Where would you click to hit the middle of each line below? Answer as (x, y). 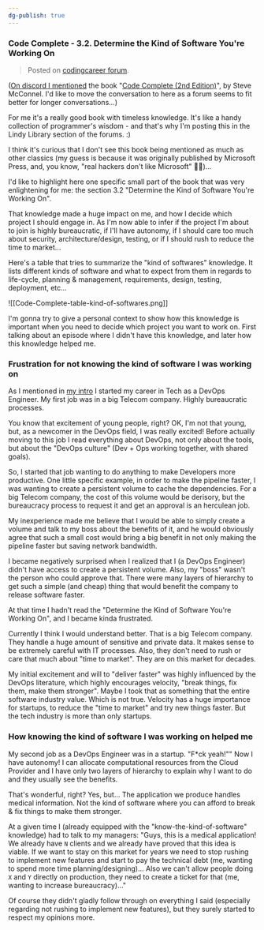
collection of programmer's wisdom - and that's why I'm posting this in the (129, 126)
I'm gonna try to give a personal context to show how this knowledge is (124, 318)
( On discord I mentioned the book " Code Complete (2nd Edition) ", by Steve (130, 85)
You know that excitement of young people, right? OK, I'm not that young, (127, 423)
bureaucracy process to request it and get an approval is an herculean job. (129, 505)
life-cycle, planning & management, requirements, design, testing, (115, 279)
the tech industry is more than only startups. (80, 716)
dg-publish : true (37, 15)
